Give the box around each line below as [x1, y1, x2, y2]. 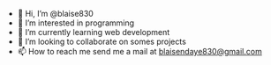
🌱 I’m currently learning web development [17, 27, 170, 37]
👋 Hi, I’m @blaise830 [17, 9, 94, 18]
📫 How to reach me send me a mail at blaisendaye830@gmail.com [17, 47, 262, 56]
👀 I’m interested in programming [17, 18, 135, 28]
